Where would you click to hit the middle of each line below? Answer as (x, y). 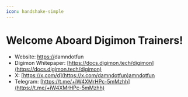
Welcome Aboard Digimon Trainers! (95, 40)
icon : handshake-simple (35, 11)
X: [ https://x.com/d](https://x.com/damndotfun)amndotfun (85, 75)
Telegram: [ (28, 81)
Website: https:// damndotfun (49, 57)
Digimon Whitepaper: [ (41, 63)
